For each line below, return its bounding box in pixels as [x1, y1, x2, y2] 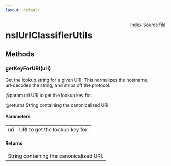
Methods [5, 50, 35, 59]
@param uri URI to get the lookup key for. [5, 92, 92, 98]
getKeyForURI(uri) [5, 65, 51, 72]
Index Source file [130, 21, 166, 28]
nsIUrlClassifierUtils [5, 29, 93, 41]
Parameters [5, 113, 31, 120]
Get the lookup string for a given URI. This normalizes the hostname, [5, 77, 149, 83]
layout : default [5, 7, 40, 13]
